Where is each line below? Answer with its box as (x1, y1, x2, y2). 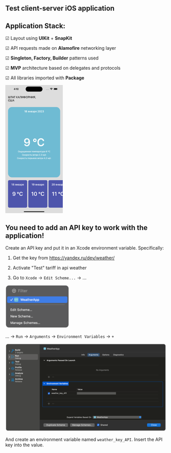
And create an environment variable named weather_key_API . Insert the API (5, 437, 163, 443)
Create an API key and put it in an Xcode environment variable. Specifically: (5, 245, 164, 251)
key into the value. (5, 442, 44, 448)
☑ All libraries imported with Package (5, 75, 85, 81)
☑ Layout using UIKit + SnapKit (5, 35, 72, 42)
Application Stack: (5, 22, 65, 30)
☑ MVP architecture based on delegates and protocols (5, 65, 121, 71)
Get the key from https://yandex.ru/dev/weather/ (12, 255, 115, 261)
